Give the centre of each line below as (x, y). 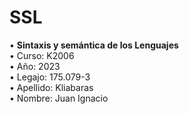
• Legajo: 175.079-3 (50, 77)
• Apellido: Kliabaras (51, 87)
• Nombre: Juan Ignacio (59, 98)
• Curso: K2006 (42, 55)
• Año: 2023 (35, 66)
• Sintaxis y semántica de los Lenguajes (94, 45)
